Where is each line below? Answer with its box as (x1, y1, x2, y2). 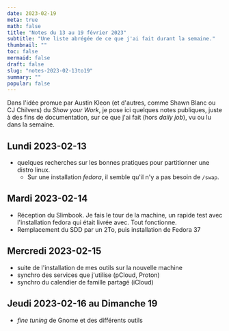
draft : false (7, 61, 44, 68)
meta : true (7, 16, 38, 23)
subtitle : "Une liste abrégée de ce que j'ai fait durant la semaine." (7, 36, 215, 42)
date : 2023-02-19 (7, 10, 57, 17)
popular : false (7, 80, 51, 87)
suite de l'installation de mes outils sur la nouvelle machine (16, 263, 183, 272)
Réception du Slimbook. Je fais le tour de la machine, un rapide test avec (16, 211, 223, 219)
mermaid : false (7, 55, 51, 62)
